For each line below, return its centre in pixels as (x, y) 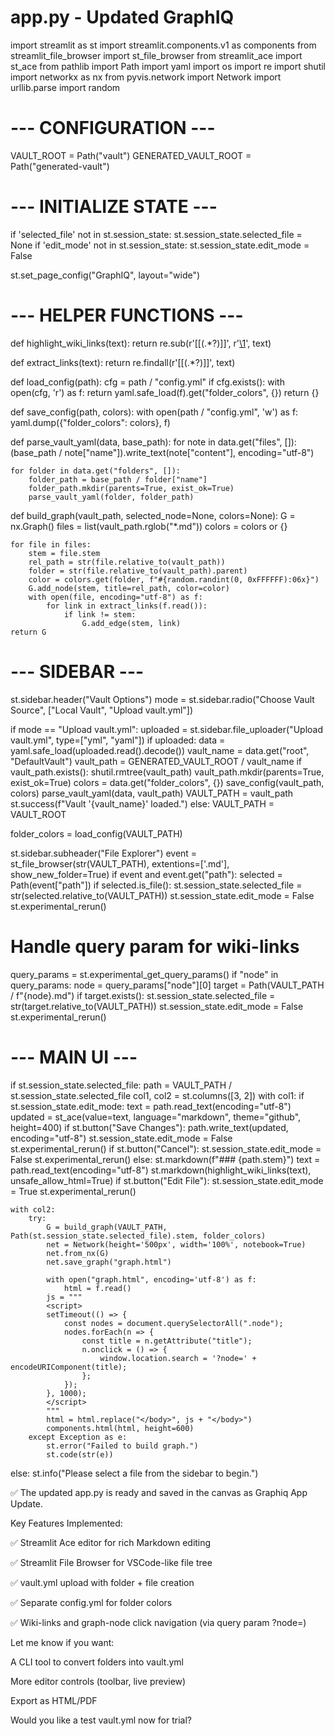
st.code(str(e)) (80, 1454)
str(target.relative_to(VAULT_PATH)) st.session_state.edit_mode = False (157, 1006)
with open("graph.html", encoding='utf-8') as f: (151, 1279)
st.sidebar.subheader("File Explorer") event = (104, 853)
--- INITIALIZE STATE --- (114, 207)
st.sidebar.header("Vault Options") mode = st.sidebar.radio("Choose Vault (162, 699)
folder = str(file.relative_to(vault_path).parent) (138, 571)
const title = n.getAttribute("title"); (167, 1341)
